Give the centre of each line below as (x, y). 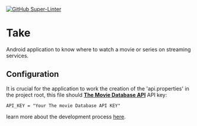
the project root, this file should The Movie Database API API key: (87, 95)
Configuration (33, 74)
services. (17, 56)
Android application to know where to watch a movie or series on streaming (99, 49)
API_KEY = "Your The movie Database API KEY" (63, 106)
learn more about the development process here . (66, 117)
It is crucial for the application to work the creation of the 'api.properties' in (98, 88)
